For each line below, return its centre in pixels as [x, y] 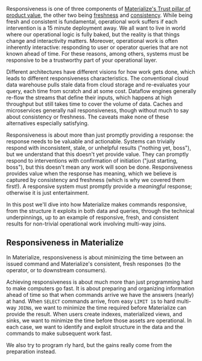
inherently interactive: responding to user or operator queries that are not [97, 47]
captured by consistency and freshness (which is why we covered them [96, 180]
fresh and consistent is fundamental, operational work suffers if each [92, 21]
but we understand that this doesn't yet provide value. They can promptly [97, 154]
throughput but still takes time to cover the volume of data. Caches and [94, 104]
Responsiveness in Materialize [65, 243]
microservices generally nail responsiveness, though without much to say [97, 110]
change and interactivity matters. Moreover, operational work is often [92, 41]
